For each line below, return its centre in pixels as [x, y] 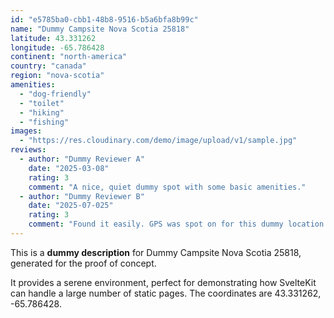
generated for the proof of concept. [83, 263]
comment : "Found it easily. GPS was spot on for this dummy [156, 224]
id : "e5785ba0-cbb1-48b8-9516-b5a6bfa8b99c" [104, 19]
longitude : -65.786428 [57, 47]
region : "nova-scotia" [57, 76]
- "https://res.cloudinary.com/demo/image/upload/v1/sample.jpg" [158, 141]
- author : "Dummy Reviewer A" [82, 159]
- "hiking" [42, 112]
